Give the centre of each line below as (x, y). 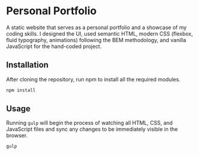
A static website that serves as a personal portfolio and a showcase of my (97, 27)
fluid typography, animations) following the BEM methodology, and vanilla (96, 40)
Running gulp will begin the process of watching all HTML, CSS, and (90, 123)
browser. (17, 135)
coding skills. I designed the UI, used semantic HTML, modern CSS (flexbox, (99, 33)
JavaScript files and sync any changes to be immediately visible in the (92, 129)
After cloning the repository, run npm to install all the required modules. (93, 79)
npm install (21, 90)
